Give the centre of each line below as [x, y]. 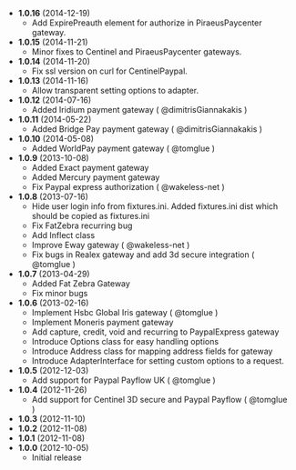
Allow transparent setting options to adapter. [115, 90]
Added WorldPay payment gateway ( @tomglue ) [123, 148]
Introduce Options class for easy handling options [125, 341]
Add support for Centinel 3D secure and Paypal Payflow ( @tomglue [159, 400]
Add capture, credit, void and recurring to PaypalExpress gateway [155, 332]
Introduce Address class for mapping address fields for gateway [152, 351]
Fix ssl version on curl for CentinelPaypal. [110, 71]
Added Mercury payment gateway [96, 177]
